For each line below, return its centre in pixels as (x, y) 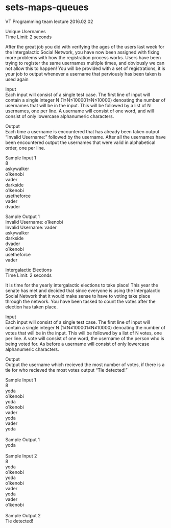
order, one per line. (25, 148)
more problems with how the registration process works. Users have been (83, 57)
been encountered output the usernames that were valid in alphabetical (80, 142)
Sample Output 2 (23, 515)
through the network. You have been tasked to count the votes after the (80, 301)
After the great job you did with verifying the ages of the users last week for (85, 46)
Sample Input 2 (21, 455)
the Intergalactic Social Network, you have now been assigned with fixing (82, 52)
